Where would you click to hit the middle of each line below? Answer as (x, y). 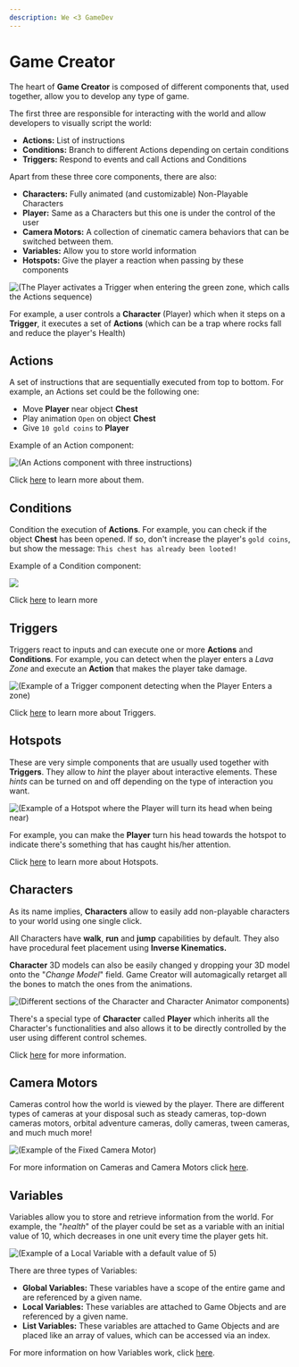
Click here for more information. (68, 1054)
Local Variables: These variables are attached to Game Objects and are (154, 1307)
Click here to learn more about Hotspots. (84, 861)
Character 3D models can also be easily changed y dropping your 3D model (149, 965)
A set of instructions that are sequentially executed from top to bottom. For (146, 382)
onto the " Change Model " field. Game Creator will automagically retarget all (148, 974)
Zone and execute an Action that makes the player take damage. (128, 668)
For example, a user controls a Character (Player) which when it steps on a (147, 314)
